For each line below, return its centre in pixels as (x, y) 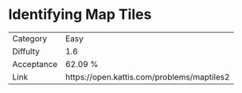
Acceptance (35, 64)
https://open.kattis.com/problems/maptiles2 (147, 76)
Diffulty (26, 51)
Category (30, 39)
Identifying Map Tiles (80, 15)
